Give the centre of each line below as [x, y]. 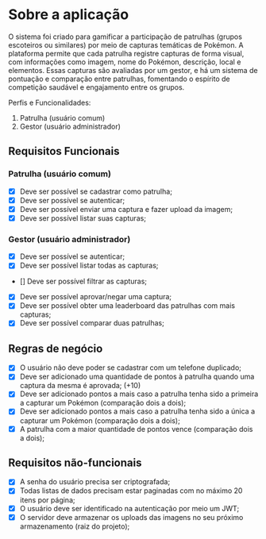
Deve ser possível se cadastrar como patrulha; [96, 191]
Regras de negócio [56, 348]
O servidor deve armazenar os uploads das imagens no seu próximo [131, 517]
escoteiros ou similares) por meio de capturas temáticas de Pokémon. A [126, 44]
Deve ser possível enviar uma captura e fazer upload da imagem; [126, 209]
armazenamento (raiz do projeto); [75, 526]
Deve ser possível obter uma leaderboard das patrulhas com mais [127, 306]
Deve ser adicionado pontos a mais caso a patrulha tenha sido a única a [137, 411]
